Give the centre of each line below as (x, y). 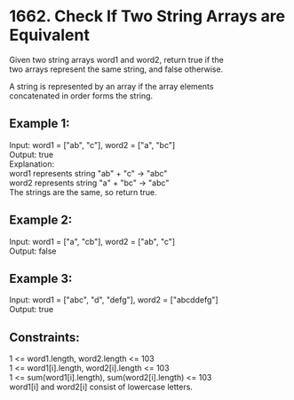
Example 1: (40, 124)
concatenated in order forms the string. (81, 96)
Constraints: (44, 337)
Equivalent (50, 35)
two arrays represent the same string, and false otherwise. (116, 69)
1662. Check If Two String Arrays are (147, 16)
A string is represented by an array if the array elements (111, 86)
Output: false (33, 251)
